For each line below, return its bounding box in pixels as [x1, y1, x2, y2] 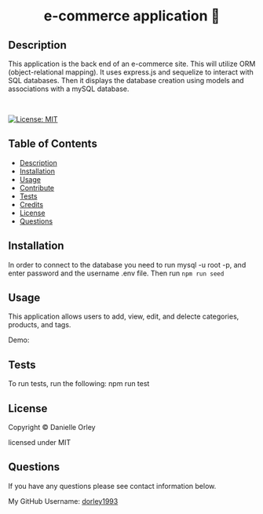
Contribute [19, 183, 55, 192]
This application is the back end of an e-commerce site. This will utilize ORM [8, 59, 256, 68]
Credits [19, 199, 44, 209]
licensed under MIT [8, 438, 71, 447]
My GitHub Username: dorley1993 [8, 496, 119, 505]
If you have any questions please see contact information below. [8, 481, 217, 490]
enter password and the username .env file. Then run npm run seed [8, 268, 225, 278]
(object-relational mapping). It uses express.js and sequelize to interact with [8, 67, 254, 77]
